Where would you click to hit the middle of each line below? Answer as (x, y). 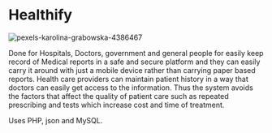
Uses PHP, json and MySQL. (56, 120)
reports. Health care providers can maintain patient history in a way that (129, 79)
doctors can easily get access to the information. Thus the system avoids (131, 88)
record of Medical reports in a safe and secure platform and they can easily (134, 62)
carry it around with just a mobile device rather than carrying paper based (132, 70)
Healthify (41, 15)
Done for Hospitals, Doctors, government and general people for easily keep (136, 53)
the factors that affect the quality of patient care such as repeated (119, 96)
